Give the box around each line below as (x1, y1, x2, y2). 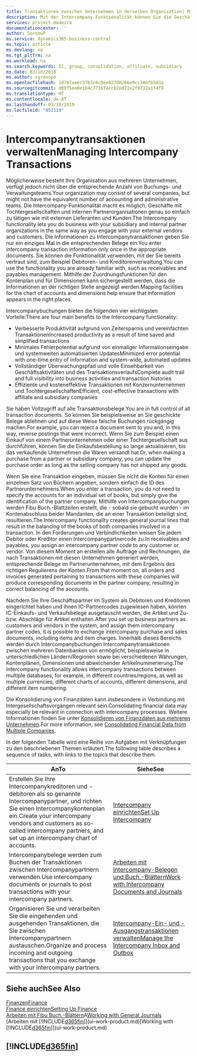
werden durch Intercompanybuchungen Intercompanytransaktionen (6, 641, 170, 648)
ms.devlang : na (6, 47, 43, 53)
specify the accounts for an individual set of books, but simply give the (6, 492, 178, 499)
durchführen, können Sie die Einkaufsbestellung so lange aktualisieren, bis (6, 443, 186, 450)
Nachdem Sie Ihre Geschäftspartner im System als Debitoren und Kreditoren (6, 597, 191, 604)
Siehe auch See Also (6, 983, 81, 993)
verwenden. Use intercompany (9, 873, 92, 881)
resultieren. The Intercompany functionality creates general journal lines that (6, 516, 189, 524)
